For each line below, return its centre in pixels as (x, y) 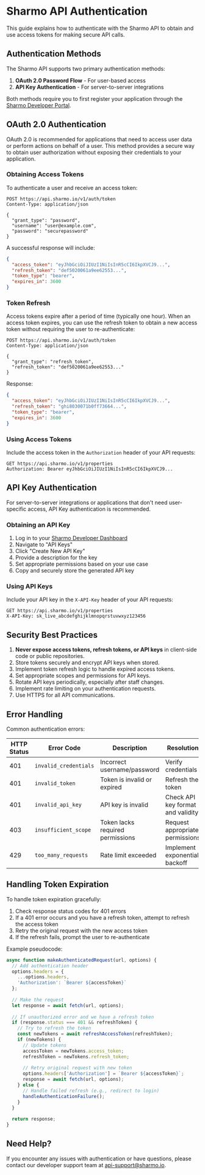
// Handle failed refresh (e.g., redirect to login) (91, 1091)
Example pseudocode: (34, 949)
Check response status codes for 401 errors (70, 911)
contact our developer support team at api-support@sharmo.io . (86, 1165)
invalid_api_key (58, 804)
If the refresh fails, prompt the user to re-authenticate (82, 937)
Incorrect (113, 762)
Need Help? (29, 1144)
